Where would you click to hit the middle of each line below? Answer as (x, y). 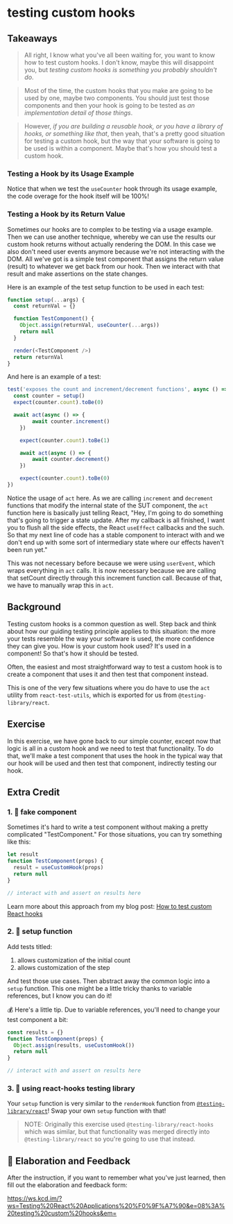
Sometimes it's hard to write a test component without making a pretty (108, 827)
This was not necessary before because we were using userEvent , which (111, 563)
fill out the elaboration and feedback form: (67, 1185)
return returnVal (38, 357)
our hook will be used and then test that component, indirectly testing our (112, 763)
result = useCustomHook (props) (59, 868)
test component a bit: (37, 1019)
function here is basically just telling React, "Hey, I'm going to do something (115, 512)
